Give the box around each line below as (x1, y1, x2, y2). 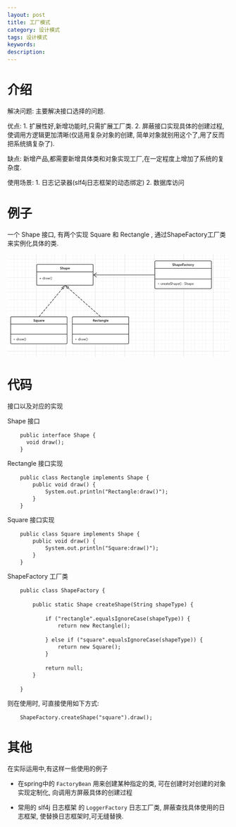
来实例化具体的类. (7, 239, 59, 247)
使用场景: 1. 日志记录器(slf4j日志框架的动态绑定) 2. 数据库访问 (7, 178, 185, 186)
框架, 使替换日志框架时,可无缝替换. (23, 812, 124, 821)
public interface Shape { (20, 432, 97, 439)
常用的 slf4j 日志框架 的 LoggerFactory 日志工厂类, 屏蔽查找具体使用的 (17, 803, 220, 811)
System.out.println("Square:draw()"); (44, 545, 159, 552)
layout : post (7, 11, 46, 18)
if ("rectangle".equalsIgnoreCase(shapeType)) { (44, 615, 191, 622)
